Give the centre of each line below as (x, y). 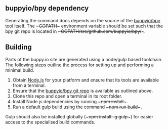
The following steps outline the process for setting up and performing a (80, 65)
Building (18, 47)
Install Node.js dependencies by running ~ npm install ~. (70, 101)
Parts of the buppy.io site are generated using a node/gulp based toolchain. (84, 59)
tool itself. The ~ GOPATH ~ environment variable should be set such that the (84, 26)
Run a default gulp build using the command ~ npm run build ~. (77, 107)
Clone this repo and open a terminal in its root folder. (67, 96)
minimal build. (20, 70)
